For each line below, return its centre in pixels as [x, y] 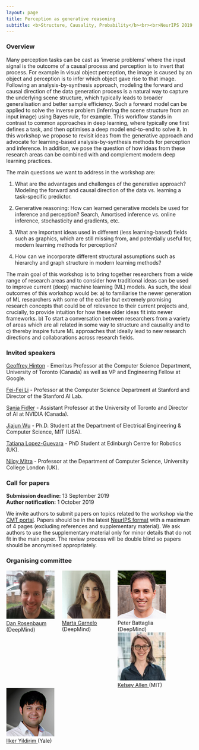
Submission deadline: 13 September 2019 [58, 496]
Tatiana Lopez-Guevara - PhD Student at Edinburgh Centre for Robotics [94, 443]
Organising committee [39, 561]
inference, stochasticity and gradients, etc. [67, 221]
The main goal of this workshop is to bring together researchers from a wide [99, 274]
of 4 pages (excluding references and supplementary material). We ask [93, 526]
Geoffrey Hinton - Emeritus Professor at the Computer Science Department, [99, 365]
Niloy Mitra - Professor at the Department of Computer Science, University [97, 461]
